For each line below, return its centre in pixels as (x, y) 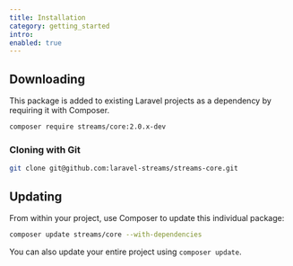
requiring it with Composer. (60, 111)
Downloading (47, 79)
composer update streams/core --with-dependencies (106, 235)
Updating (36, 196)
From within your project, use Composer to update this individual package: (147, 217)
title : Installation (48, 18)
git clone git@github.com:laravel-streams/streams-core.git (124, 168)
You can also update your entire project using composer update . (125, 252)
